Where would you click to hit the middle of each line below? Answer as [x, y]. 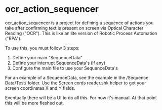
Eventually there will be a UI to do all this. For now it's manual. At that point [81, 98]
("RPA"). [13, 38]
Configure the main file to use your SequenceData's [65, 68]
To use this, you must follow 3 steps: [42, 48]
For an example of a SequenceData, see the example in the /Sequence [77, 77]
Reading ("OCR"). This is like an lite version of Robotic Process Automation [81, 33]
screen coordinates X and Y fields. [40, 88]
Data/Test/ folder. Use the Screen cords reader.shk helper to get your [76, 83]
